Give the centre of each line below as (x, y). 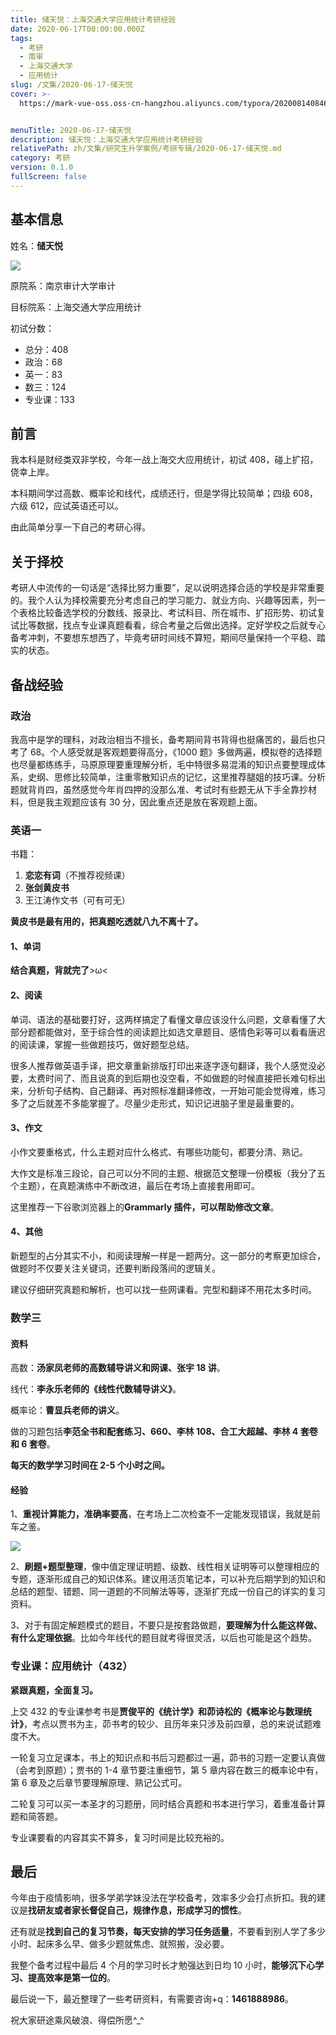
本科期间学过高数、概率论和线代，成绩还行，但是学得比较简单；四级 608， (164, 493)
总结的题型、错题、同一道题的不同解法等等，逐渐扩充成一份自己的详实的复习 (168, 1592)
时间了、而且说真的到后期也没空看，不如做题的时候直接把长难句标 (180, 1078)
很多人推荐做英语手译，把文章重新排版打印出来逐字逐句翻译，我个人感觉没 (163, 1065)
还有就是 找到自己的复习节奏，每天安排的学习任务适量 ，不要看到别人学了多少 (168, 1932)
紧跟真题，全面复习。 (54, 1690)
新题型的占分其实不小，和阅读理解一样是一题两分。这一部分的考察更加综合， (168, 1255)
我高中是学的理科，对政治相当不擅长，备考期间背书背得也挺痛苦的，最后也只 (168, 739)
